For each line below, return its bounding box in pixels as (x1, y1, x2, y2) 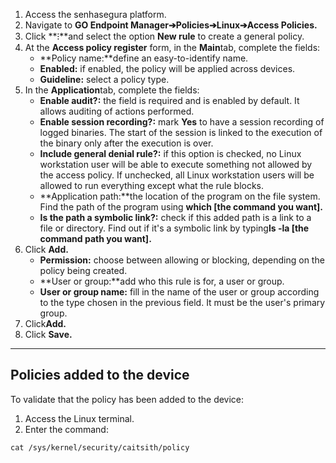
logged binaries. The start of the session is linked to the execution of (39, 127, 323, 138)
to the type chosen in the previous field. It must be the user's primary (39, 297, 326, 308)
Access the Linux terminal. (24, 412, 135, 424)
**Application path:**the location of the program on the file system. (39, 190, 321, 202)
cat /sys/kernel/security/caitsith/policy (10, 442, 190, 453)
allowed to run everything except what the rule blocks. (39, 180, 265, 191)
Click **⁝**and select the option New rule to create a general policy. (24, 30, 305, 42)
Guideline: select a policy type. (39, 74, 170, 85)
